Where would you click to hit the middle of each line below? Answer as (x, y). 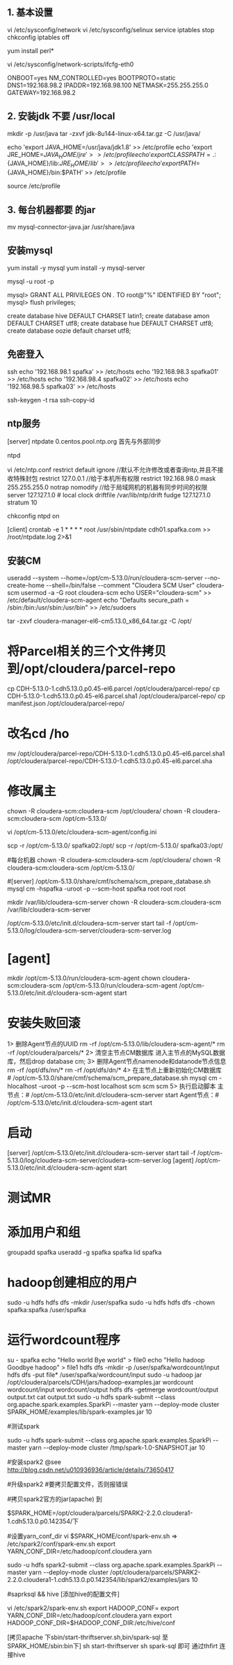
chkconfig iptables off (39, 37)
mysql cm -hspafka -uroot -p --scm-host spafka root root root (97, 889)
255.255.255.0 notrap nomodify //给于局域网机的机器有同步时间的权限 (107, 488)
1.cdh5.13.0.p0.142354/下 (43, 1521)
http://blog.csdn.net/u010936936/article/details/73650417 (91, 1470)
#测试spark (23, 1426)
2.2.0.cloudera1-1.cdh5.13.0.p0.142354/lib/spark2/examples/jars (98, 1579)
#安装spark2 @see (34, 1462)
